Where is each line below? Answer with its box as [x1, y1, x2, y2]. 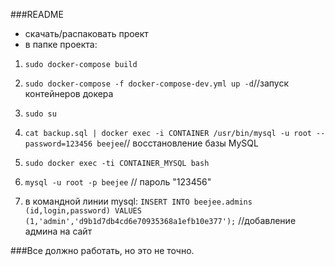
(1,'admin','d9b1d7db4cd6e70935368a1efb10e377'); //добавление [24, 215, 297, 226]
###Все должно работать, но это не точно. [10, 245, 195, 256]
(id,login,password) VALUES [24, 206, 142, 216]
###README [10, 9, 64, 20]
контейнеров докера [24, 88, 114, 99]
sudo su [24, 109, 57, 119]
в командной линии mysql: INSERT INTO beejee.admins [24, 195, 253, 207]
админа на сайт [24, 225, 93, 237]
